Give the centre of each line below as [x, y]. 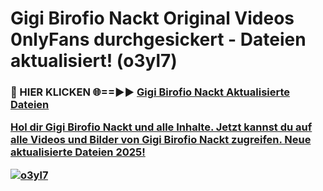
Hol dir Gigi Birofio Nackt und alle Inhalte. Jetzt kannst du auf [161, 127]
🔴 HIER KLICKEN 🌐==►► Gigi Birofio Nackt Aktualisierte [150, 92]
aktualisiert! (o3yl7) [94, 61]
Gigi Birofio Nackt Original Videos [152, 18]
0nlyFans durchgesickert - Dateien [158, 39]
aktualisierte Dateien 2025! [78, 152]
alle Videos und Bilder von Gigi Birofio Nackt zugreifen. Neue [161, 140]
